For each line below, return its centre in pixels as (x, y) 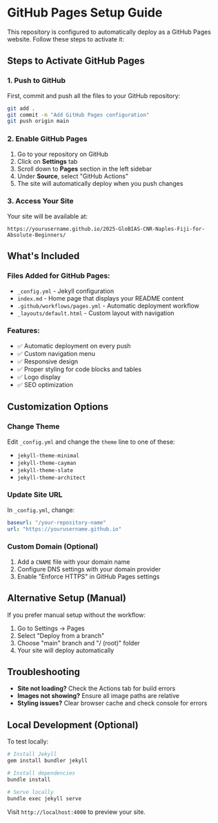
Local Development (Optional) (73, 725)
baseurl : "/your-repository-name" (57, 522)
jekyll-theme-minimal (48, 455)
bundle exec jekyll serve (44, 798)
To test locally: (28, 741)
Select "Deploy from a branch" (61, 635)
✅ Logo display (39, 377)
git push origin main (38, 121)
